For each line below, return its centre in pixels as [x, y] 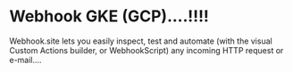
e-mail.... [25, 60]
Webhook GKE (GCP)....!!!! [109, 16]
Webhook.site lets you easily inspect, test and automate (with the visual [141, 41]
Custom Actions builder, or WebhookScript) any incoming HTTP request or [146, 50]
